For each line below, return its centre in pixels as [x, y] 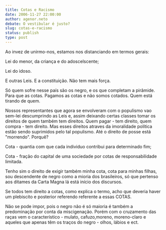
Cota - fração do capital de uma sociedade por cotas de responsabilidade [81, 156]
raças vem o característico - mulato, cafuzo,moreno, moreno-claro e [76, 217]
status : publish [22, 33]
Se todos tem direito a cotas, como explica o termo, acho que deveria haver [83, 191]
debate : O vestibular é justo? [38, 24]
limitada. [14, 161]
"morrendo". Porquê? [27, 137]
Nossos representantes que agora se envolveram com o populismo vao [79, 111]
